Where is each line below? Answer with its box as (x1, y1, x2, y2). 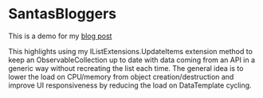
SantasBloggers (8, 5, 117, 23)
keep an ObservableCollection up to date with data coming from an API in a (8, 55, 256, 65)
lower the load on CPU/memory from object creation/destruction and (8, 72, 234, 81)
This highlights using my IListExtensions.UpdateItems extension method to (8, 46, 253, 56)
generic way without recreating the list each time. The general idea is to (8, 63, 244, 73)
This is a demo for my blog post (8, 31, 112, 41)
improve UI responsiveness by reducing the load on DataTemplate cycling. (8, 80, 253, 90)
